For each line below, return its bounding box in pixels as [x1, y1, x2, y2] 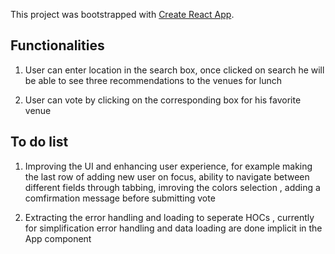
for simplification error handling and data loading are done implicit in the [24, 222, 323, 234]
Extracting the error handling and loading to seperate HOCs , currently [24, 211, 315, 223]
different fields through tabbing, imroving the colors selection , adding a [24, 181, 321, 193]
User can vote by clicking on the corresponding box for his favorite [24, 94, 302, 106]
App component [24, 232, 92, 244]
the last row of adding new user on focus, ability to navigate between [24, 170, 310, 183]
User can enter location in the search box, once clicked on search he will [24, 64, 325, 76]
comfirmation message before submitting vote [24, 192, 216, 204]
